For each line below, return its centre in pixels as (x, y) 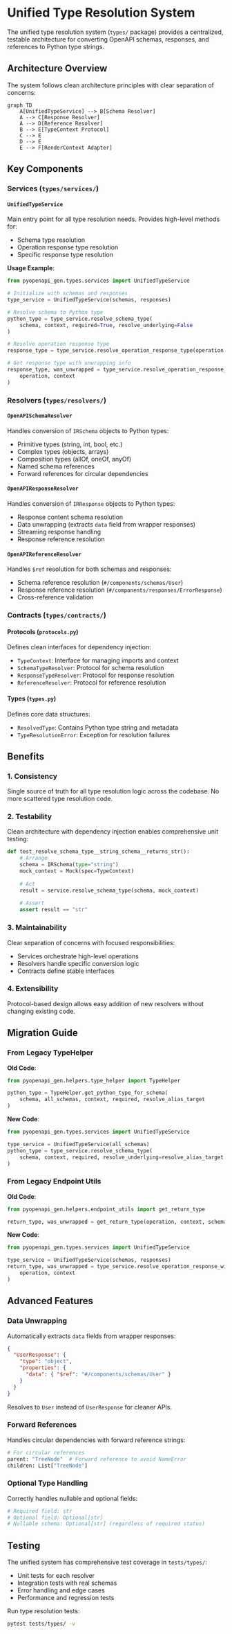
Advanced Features (50, 1301)
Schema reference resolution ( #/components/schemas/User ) (100, 583)
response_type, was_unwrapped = (54, 370)
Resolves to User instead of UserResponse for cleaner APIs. (90, 1407)
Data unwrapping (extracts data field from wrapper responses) (106, 524)
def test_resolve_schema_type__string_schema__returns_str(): (98, 852)
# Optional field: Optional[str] (55, 1518)
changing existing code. (41, 1011)
